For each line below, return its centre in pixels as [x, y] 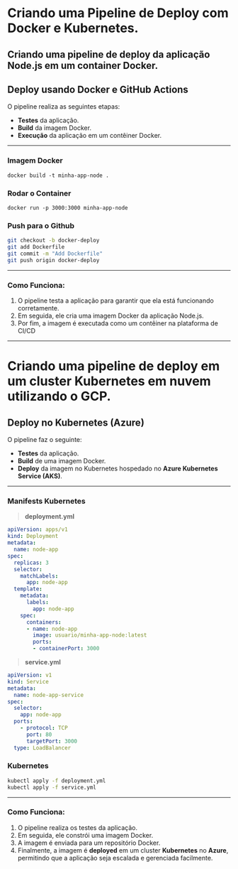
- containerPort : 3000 [66, 649]
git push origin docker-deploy [53, 260]
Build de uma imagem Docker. [62, 461]
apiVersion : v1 [30, 675]
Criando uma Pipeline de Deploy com [118, 13]
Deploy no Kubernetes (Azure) [76, 422]
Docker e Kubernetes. [73, 28]
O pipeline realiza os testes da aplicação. [78, 827]
